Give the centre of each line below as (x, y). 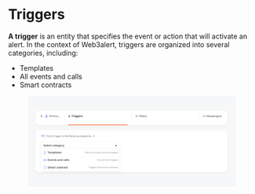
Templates (36, 68)
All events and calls (51, 76)
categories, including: (43, 53)
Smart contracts (46, 85)
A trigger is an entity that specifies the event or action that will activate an (128, 36)
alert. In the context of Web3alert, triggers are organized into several (119, 44)
